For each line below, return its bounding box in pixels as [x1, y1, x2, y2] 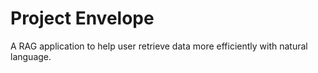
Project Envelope [10, 7, 155, 30]
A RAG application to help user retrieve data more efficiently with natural [10, 40, 308, 52]
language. [10, 50, 52, 62]
